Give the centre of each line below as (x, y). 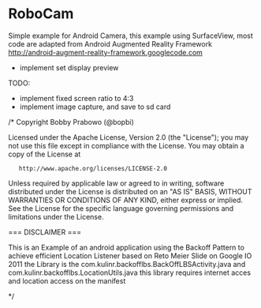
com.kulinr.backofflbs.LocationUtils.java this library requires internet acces (129, 272)
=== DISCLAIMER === (45, 232)
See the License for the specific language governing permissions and (121, 208)
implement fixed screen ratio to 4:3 (76, 98)
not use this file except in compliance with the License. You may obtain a (126, 145)
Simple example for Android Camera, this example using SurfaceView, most (131, 36)
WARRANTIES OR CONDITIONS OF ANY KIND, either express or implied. (125, 200)
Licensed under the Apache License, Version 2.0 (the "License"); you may (129, 137)
